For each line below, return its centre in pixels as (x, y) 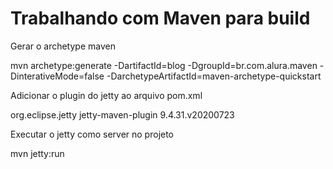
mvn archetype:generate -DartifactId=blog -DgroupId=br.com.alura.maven (164, 65)
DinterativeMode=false (57, 76)
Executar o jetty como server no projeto (92, 134)
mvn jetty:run (37, 153)
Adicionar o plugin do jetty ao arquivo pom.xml (106, 95)
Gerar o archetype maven (63, 46)
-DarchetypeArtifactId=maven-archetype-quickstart (214, 76)
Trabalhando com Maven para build (160, 18)
